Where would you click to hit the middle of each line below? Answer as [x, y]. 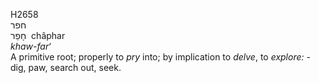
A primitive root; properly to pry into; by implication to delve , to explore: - [160, 57]
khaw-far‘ [31, 46]
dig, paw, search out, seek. [66, 67]
